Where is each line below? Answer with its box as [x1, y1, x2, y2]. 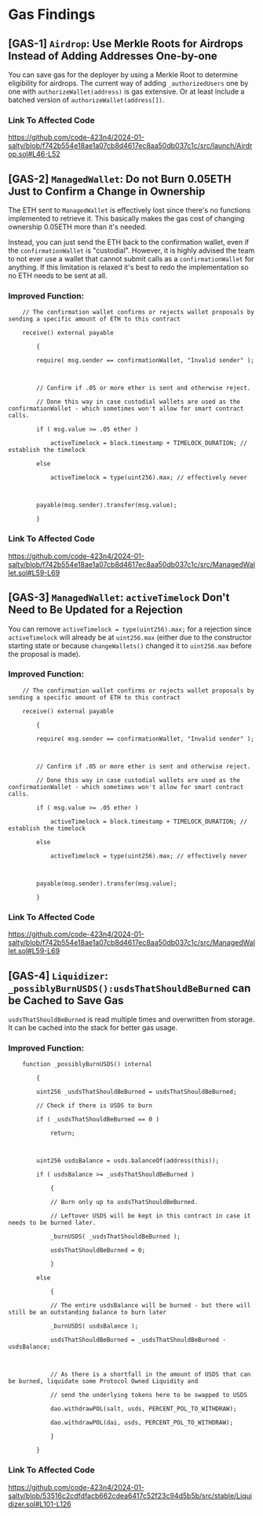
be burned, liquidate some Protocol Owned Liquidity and [8, 1377, 199, 1385]
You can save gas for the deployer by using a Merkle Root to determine [8, 70, 238, 80]
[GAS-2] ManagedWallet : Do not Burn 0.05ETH [8, 172, 232, 186]
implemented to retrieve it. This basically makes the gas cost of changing [8, 214, 245, 224]
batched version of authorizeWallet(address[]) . [8, 95, 165, 104]
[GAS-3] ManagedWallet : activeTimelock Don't [8, 591, 230, 604]
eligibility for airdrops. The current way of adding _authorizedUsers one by [8, 79, 249, 87]
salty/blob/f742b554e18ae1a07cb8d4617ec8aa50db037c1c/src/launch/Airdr [8, 141, 253, 150]
